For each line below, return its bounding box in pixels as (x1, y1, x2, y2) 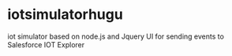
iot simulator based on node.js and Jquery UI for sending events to (7, 32, 224, 41)
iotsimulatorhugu (7, 6, 123, 24)
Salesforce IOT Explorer (7, 39, 84, 49)
